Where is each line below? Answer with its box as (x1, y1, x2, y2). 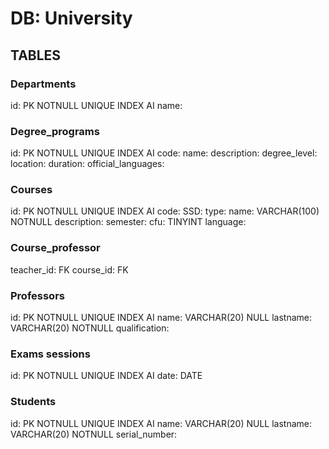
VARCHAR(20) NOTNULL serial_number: (10, 428, 178, 440)
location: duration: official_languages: (10, 158, 165, 170)
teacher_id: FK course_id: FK (10, 263, 129, 276)
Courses (10, 183, 53, 197)
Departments (10, 77, 77, 91)
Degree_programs (10, 124, 100, 138)
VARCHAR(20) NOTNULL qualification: (10, 322, 170, 334)
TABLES (10, 47, 62, 64)
